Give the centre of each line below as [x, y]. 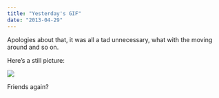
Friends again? [28, 86]
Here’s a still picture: [36, 60]
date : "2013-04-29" [35, 20]
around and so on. [33, 47]
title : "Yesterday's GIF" [44, 13]
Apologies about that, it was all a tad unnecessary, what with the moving [110, 39]
